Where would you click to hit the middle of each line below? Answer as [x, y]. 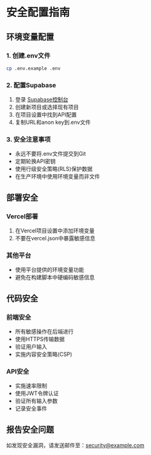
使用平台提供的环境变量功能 [50, 270]
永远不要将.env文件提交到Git [50, 154]
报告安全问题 [30, 429]
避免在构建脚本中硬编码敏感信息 [55, 277]
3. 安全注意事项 [29, 139]
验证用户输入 [31, 347]
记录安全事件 [31, 409]
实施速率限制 [31, 386]
